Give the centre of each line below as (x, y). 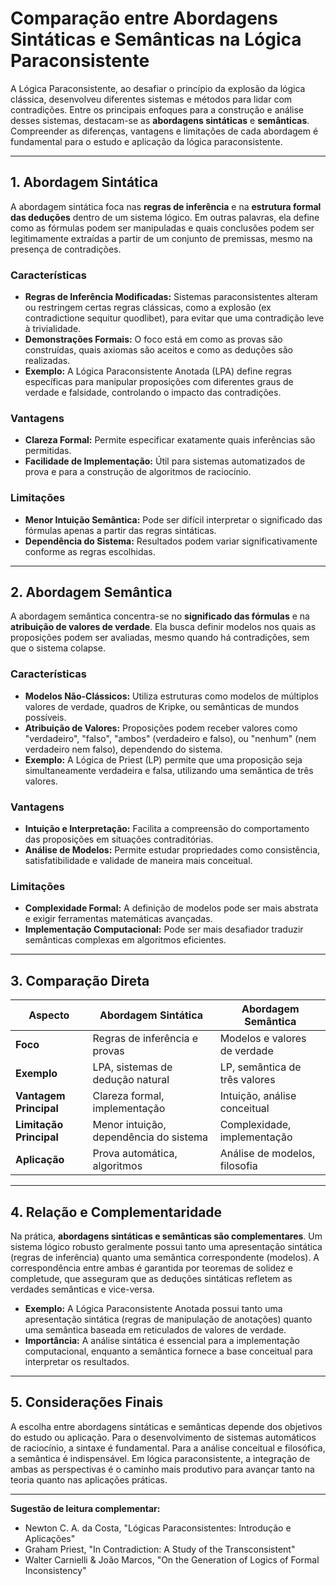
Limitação (39, 1125)
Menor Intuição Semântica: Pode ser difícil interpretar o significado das (173, 519)
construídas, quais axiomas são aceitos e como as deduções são (158, 350)
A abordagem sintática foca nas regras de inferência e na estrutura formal (166, 206)
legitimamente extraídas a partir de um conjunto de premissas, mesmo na (161, 238)
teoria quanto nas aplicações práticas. (89, 1479)
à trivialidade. (53, 329)
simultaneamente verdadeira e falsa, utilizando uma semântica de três (169, 770)
